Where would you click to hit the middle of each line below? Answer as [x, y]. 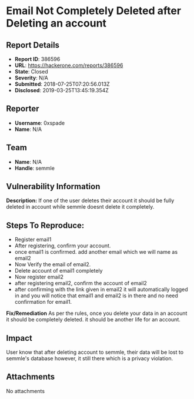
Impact [19, 338]
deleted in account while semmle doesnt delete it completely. [80, 207]
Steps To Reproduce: [45, 225]
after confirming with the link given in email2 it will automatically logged [101, 290]
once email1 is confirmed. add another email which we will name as [96, 252]
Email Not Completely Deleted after [93, 11]
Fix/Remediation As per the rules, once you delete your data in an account [97, 313]
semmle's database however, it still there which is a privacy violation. [90, 358]
